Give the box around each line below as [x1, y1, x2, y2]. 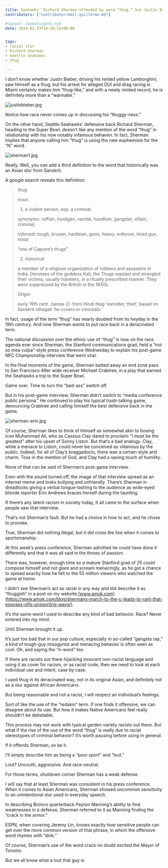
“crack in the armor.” [5, 812, 47, 818]
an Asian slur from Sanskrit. [5, 167, 62, 173]
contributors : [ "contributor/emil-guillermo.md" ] [5, 12, 111, 17]
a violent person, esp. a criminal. [24, 206, 92, 212]
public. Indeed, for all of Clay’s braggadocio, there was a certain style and [5, 449, 157, 455]
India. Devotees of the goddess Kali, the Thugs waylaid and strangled [17, 270, 161, 276]
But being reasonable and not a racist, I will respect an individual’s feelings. [5, 691, 160, 697]
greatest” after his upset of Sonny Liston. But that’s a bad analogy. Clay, [5, 438, 153, 444]
